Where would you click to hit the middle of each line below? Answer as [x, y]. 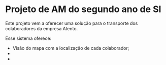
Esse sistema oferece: [28, 38]
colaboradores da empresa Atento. [42, 28]
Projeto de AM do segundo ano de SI [83, 9]
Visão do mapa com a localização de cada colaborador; [71, 48]
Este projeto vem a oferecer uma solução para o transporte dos [72, 23]
